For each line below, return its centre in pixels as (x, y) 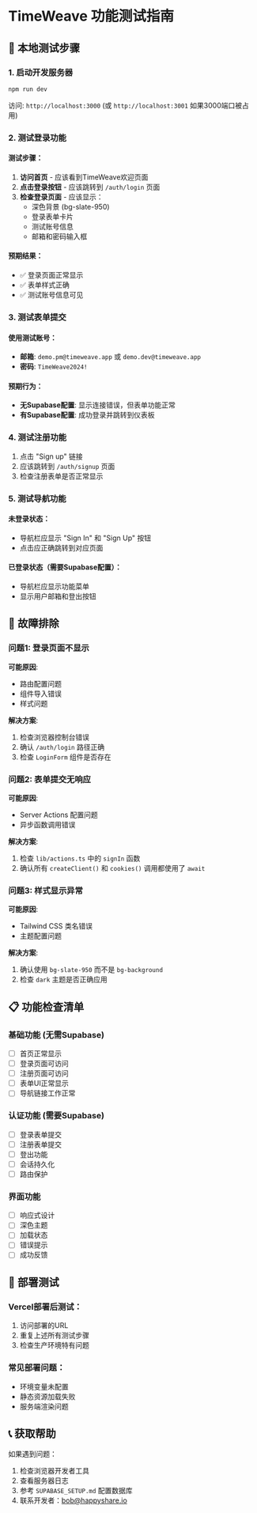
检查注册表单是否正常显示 (61, 476)
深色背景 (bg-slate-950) (70, 206)
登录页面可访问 (44, 1064)
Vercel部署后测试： (45, 1307)
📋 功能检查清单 (46, 1006)
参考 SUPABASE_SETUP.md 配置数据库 (76, 1491)
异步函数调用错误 (47, 825)
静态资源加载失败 (47, 1396)
